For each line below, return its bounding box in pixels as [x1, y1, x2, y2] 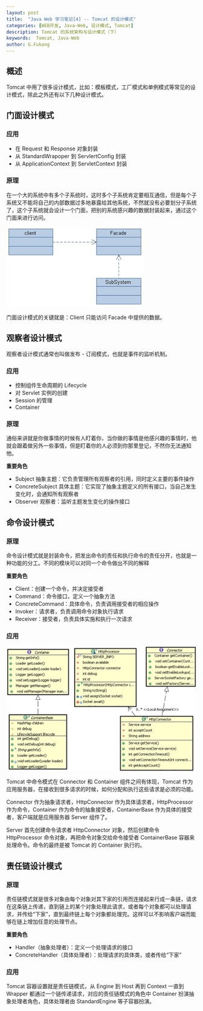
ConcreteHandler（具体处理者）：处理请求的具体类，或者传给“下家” [14, 951, 182, 958]
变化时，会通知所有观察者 [14, 490, 79, 498]
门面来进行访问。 [6, 214, 49, 221]
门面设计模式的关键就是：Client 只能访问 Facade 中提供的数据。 [6, 313, 166, 321]
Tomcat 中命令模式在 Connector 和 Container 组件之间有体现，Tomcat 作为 [6, 778, 193, 785]
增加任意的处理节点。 [27, 918, 80, 925]
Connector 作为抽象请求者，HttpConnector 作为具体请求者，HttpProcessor [6, 798, 193, 806]
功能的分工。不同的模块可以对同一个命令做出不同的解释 [11, 559, 149, 566]
